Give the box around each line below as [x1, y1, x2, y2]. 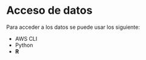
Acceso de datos [6, 4, 93, 17]
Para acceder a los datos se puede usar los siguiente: [6, 23, 141, 31]
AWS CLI [15, 35, 38, 42]
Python [15, 41, 33, 49]
